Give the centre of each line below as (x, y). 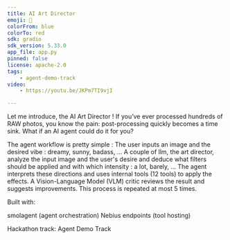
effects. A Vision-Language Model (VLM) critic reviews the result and (106, 181)
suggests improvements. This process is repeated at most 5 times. (102, 189)
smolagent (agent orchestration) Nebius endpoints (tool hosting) (99, 216)
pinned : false (28, 59)
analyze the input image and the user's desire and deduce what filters (107, 159)
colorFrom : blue (30, 26)
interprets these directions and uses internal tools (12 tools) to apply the (110, 174)
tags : (15, 71)
